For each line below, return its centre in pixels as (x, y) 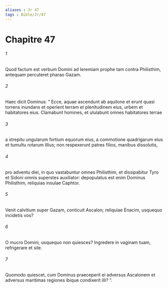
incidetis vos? (19, 215)
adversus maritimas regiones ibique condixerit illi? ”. (59, 280)
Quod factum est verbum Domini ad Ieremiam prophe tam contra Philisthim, (83, 69)
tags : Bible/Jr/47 (26, 15)
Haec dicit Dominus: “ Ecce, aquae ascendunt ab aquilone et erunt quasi (80, 102)
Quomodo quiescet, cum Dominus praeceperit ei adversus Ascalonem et (80, 275)
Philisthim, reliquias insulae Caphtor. (43, 183)
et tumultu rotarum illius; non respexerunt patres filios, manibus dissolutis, (81, 145)
